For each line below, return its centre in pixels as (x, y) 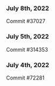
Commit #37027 (26, 21)
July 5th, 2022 (27, 37)
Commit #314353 (27, 49)
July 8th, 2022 (27, 8)
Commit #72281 (25, 78)
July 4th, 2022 (28, 65)
